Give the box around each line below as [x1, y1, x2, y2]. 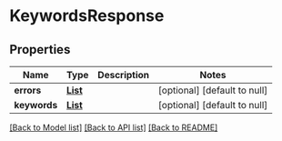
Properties [9, 42, 71, 57]
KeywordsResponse [9, 5, 165, 26]
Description [97, 69, 150, 81]
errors [14, 84, 42, 96]
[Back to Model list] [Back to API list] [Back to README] [9, 122, 218, 133]
